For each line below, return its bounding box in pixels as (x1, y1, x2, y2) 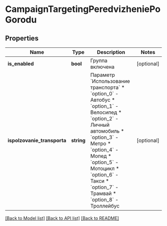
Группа (90, 57, 108, 64)
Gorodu (5, 14, 37, 25)
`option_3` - (90, 134, 119, 141)
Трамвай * (90, 190, 117, 197)
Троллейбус (90, 203, 120, 209)
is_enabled (7, 60, 34, 67)
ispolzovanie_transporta (7, 137, 67, 144)
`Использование (90, 78, 130, 84)
